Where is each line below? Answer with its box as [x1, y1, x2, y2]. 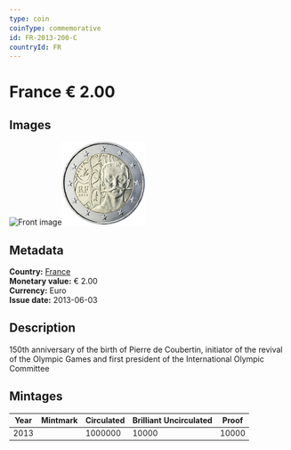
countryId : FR [9, 43, 62, 52]
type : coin [9, 14, 50, 23]
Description [9, 321, 76, 336]
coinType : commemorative [9, 23, 101, 33]
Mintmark [41, 415, 78, 426]
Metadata [9, 242, 64, 258]
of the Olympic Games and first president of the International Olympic [9, 353, 265, 364]
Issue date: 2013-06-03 [9, 295, 98, 306]
